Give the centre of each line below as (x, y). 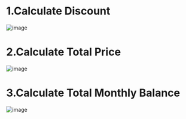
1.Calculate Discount (58, 11)
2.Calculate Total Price (64, 52)
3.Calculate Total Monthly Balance (93, 93)
